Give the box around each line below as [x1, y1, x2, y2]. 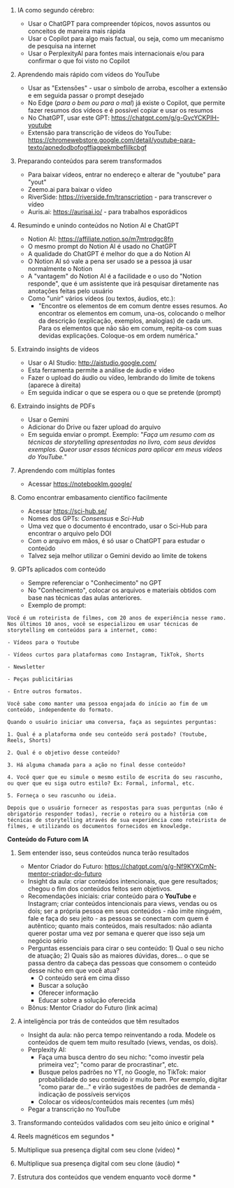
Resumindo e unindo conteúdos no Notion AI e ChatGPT [17, 221, 180, 230]
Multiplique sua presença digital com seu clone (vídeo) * [17, 1146, 180, 1154]
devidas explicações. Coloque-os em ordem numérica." [38, 332, 199, 340]
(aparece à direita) [27, 381, 82, 389]
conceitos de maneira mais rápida [27, 27, 126, 35]
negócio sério [27, 937, 68, 944]
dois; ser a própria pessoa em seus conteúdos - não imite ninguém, [27, 907, 223, 915]
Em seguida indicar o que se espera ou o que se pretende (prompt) [27, 389, 221, 396]
